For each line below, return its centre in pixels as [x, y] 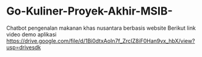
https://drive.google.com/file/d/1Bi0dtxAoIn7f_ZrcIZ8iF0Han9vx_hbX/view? [101, 41]
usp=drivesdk [24, 47]
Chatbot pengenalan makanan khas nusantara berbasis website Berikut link [101, 28]
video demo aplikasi [31, 34]
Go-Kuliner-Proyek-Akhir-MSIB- [89, 11]
